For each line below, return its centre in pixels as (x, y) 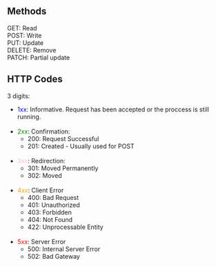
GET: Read (22, 28)
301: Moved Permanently (63, 168)
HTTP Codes (35, 79)
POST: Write (24, 35)
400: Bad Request (53, 197)
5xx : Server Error (41, 241)
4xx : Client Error (40, 190)
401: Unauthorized (54, 205)
